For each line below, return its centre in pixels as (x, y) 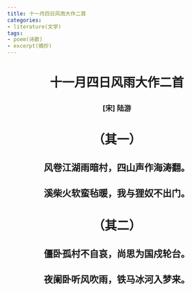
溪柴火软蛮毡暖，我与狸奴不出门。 (117, 193)
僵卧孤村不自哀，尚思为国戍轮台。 (117, 254)
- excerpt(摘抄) (30, 46)
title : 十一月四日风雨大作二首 (47, 14)
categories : (24, 20)
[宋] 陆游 (117, 109)
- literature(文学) (34, 26)
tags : (15, 33)
